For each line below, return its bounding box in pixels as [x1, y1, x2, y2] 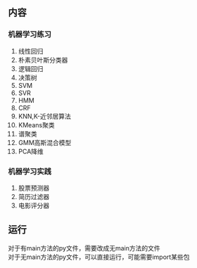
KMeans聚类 [18, 120, 55, 129]
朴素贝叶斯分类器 [18, 56, 68, 64]
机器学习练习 [8, 30, 52, 39]
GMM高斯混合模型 [18, 138, 72, 146]
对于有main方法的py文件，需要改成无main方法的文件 [8, 243, 160, 252]
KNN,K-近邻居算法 [18, 112, 71, 120]
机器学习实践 [8, 166, 52, 176]
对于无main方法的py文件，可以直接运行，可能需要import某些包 [8, 253, 190, 261]
